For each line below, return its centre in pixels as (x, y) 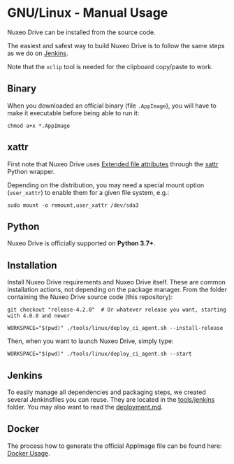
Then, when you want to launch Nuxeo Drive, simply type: (90, 341)
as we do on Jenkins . (38, 53)
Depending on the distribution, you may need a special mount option (106, 185)
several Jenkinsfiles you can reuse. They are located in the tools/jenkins (111, 399)
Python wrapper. (31, 171)
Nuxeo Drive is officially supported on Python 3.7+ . (81, 243)
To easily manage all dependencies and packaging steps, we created (107, 392)
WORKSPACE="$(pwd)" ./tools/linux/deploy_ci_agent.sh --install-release (115, 328)
